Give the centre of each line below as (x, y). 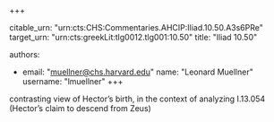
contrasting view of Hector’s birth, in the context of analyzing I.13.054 (137, 99)
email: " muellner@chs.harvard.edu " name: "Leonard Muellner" (137, 72)
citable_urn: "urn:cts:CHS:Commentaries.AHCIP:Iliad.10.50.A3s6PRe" (137, 27)
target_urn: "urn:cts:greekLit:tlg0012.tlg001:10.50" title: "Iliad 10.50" (133, 37)
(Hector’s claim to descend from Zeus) (81, 108)
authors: (25, 54)
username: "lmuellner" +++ (73, 81)
